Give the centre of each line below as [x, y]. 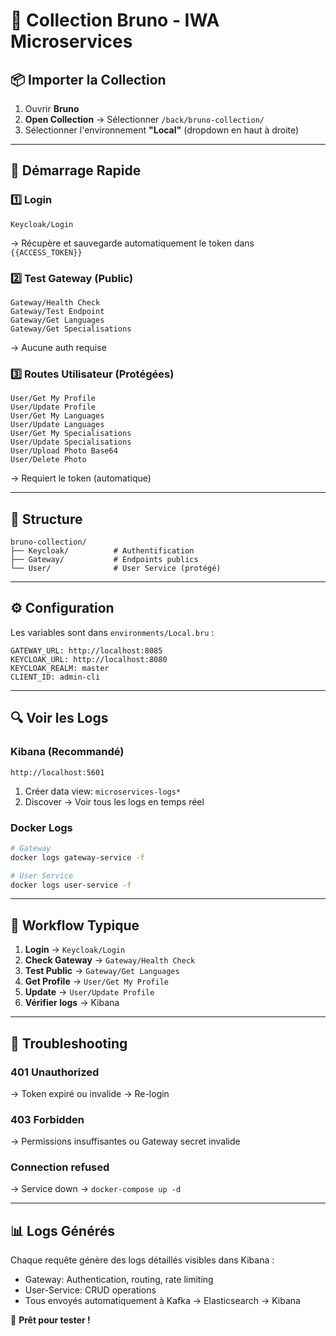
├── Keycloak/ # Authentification [102, 551]
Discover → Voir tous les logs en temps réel [114, 801]
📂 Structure [46, 519]
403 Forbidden [47, 1119]
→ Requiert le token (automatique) [81, 478]
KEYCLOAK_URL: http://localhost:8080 [89, 659]
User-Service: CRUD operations [90, 1290]
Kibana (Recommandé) [67, 752]
